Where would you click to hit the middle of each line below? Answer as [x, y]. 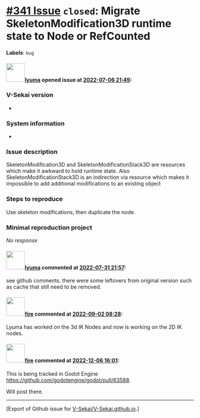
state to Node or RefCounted [78, 36]
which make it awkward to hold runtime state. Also [68, 171]
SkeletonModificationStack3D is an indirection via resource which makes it [98, 177]
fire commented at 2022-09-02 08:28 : [74, 314]
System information [35, 123]
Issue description [32, 152]
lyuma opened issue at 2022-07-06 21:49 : [78, 80]
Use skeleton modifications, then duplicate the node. [71, 212]
